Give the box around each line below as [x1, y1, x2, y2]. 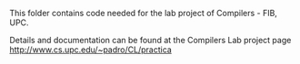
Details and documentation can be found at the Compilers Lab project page [9, 35, 292, 45]
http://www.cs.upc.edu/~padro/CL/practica [9, 44, 173, 55]
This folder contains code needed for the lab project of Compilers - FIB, [9, 8, 277, 18]
